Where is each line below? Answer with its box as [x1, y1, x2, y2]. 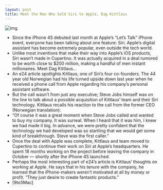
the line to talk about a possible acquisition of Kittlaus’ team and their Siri [12, 96, 158, 102]
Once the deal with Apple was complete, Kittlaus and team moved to [12, 138, 149, 144]
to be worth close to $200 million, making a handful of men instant [12, 60, 145, 66]
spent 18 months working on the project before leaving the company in [12, 148, 154, 154]
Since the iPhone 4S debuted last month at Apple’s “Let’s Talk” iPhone [12, 35, 152, 40]
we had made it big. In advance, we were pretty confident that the [12, 122, 145, 128]
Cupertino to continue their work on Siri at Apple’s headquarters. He [12, 143, 148, 149]
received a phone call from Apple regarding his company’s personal [12, 81, 148, 87]
